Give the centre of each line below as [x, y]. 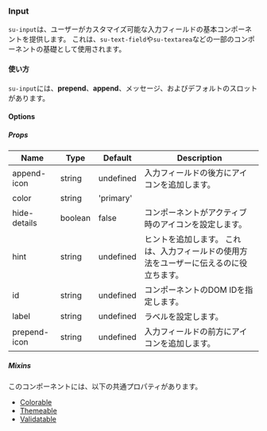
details [25, 223]
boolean [75, 218]
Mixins [20, 365]
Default [118, 158]
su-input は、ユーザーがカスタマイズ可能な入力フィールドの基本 [113, 29]
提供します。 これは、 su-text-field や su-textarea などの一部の [132, 39]
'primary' [115, 198]
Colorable [36, 402]
